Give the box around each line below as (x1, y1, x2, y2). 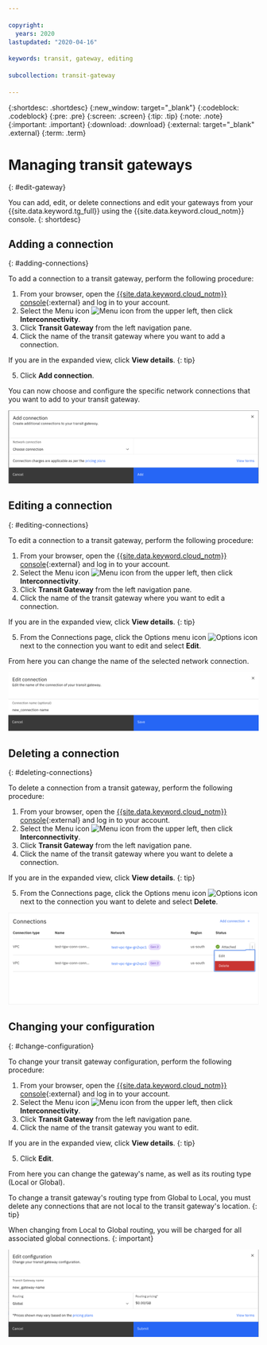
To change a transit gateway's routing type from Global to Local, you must (8, 1192, 251, 1202)
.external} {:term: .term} (8, 128, 87, 138)
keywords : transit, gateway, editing (8, 55, 133, 63)
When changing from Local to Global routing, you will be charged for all (8, 1225, 242, 1235)
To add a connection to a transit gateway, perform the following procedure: (8, 274, 254, 284)
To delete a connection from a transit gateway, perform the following (8, 783, 233, 793)
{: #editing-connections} (8, 520, 89, 529)
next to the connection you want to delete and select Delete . (19, 897, 219, 906)
